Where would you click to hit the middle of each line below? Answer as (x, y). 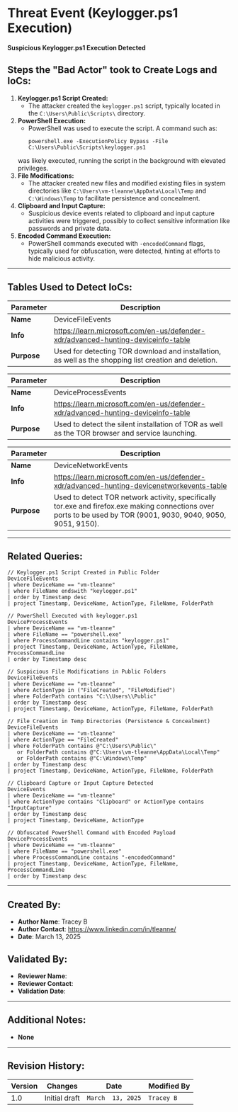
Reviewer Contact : (45, 983)
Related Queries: (45, 556)
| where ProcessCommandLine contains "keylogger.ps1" (89, 641)
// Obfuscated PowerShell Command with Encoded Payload (91, 833)
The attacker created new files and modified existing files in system (127, 183)
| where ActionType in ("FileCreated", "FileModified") (91, 691)
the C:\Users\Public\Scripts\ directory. (87, 113)
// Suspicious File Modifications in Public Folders (87, 672)
